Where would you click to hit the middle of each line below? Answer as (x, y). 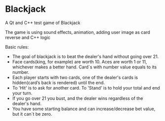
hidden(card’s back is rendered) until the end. (58, 83)
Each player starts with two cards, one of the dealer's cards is (75, 77)
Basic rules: (17, 47)
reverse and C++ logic (28, 37)
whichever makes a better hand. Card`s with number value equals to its (84, 67)
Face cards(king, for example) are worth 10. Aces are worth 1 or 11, (80, 61)
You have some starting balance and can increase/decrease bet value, (84, 109)
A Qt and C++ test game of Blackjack (43, 23)
